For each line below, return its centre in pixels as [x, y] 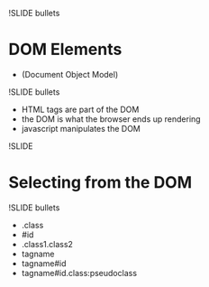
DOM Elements [65, 50]
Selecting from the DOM [100, 183]
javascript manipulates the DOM [81, 128]
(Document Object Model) [70, 74]
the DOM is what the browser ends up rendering [111, 119]
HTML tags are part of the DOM [80, 109]
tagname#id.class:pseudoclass [79, 273]
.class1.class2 [47, 244]
